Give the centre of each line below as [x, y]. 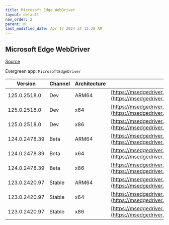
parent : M [16, 24]
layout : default [22, 15]
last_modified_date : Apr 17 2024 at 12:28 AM [54, 29]
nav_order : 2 [19, 19]
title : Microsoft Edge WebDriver [40, 10]
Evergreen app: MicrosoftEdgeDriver [43, 71]
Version [26, 83]
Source [13, 61]
